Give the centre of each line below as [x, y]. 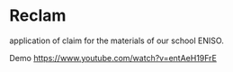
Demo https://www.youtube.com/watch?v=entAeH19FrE [113, 58]
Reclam [38, 16]
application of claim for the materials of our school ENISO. [117, 40]
